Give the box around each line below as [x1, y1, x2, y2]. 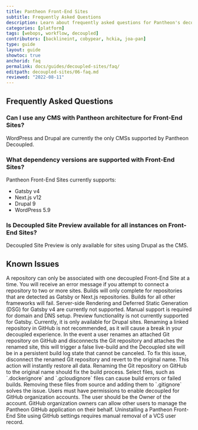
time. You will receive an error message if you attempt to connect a [6, 281, 169, 288]
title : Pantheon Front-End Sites [6, 8, 88, 15]
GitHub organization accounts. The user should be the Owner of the [6, 393, 171, 401]
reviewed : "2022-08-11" [6, 74, 65, 80]
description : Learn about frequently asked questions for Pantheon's [6, 19, 181, 25]
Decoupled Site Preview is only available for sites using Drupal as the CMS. [6, 242, 189, 249]
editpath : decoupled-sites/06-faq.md [6, 69, 99, 75]
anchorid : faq [6, 58, 41, 64]
